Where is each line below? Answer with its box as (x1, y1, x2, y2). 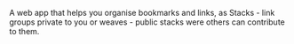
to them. (9, 26, 40, 36)
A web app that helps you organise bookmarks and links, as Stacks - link (9, 8, 275, 18)
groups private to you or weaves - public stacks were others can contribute (9, 17, 286, 27)
